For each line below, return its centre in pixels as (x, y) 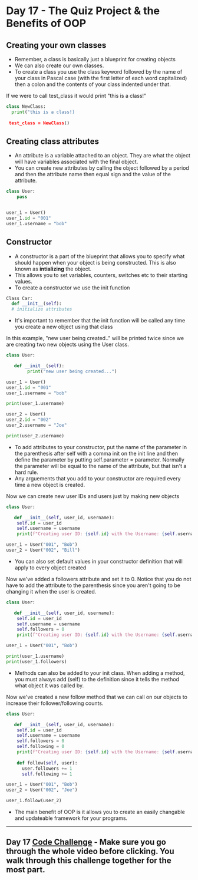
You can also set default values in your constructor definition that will (98, 561)
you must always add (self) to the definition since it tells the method (97, 679)
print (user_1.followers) (37, 661)
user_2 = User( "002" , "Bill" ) (43, 550)
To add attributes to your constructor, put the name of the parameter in (101, 447)
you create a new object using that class (64, 327)
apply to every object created (50, 568)
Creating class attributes (52, 141)
